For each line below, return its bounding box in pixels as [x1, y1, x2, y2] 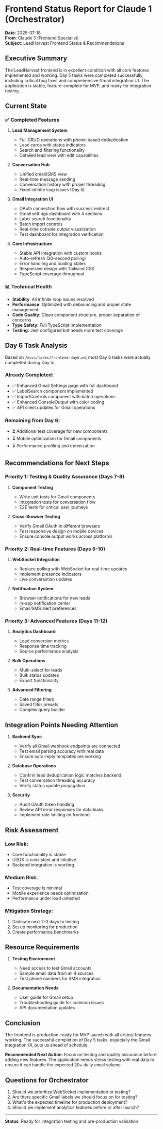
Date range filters [19, 696, 54, 702]
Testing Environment [12, 956, 55, 962]
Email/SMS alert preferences [19, 605, 77, 611]
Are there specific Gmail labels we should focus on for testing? [12, 1094, 138, 1100]
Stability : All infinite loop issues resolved [12, 296, 94, 302]
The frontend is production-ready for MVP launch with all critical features [5, 1032, 152, 1038]
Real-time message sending [19, 176, 76, 182]
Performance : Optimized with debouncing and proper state [12, 301, 131, 307]
